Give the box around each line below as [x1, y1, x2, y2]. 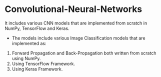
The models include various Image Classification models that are [11, 35, 145, 41]
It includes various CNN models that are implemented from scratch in [4, 20, 147, 26]
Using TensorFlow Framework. [11, 60, 75, 66]
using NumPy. [11, 55, 41, 61]
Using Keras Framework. [11, 66, 63, 72]
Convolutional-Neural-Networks [4, 3, 142, 15]
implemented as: [11, 40, 46, 46]
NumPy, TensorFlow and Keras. [4, 25, 69, 31]
